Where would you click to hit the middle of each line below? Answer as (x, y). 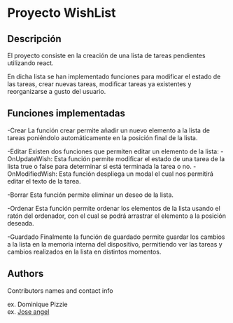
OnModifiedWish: (33, 174)
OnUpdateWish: (30, 158)
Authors (26, 274)
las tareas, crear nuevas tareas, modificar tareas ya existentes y (99, 84)
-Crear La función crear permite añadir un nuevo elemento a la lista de (108, 130)
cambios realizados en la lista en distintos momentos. (84, 252)
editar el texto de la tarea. (44, 181)
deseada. (21, 223)
